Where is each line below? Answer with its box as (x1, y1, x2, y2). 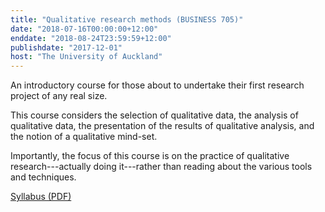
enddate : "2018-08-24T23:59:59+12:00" (10, 33, 172, 43)
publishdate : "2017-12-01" (10, 42, 123, 53)
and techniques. (10, 171, 77, 183)
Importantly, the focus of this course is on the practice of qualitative (10, 150, 290, 162)
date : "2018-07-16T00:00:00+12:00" (10, 24, 159, 34)
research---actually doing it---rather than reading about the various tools (10, 161, 313, 173)
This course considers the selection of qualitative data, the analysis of (10, 109, 299, 121)
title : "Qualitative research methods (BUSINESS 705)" (10, 14, 244, 25)
